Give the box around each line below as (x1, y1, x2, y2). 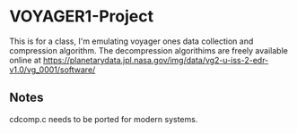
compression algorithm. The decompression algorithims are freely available (9, 45, 289, 55)
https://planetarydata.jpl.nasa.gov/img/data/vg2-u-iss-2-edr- (43, 54, 269, 65)
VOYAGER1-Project (9, 6, 154, 27)
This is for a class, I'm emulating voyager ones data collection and (9, 36, 254, 46)
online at (9, 54, 42, 65)
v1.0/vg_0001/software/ (9, 64, 96, 75)
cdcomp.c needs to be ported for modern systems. (9, 113, 198, 124)
